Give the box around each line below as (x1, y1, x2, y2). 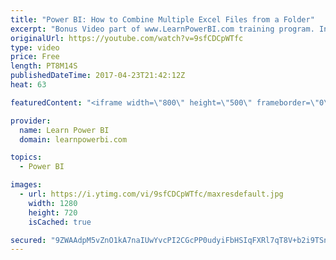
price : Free (10, 52, 60, 62)
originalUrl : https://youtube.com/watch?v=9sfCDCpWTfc (10, 33, 244, 43)
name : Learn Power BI (19, 125, 110, 135)
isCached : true (28, 217, 92, 227)
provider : (10, 116, 52, 126)
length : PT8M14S (10, 61, 78, 71)
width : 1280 (28, 198, 78, 208)
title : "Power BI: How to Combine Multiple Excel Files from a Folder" (10, 14, 315, 25)
